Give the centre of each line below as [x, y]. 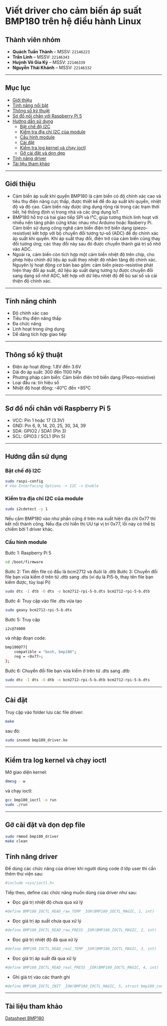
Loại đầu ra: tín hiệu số [36, 383]
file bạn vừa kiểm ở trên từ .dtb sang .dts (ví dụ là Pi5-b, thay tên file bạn [79, 577]
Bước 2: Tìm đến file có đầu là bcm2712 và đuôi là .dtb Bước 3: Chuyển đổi [82, 571]
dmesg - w [15, 781]
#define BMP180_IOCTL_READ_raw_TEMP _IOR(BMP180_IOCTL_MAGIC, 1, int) [80, 911]
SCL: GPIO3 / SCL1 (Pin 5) [39, 436]
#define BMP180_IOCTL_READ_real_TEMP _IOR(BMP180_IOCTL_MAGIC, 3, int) [81, 949]
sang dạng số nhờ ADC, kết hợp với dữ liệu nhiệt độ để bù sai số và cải [85, 275]
